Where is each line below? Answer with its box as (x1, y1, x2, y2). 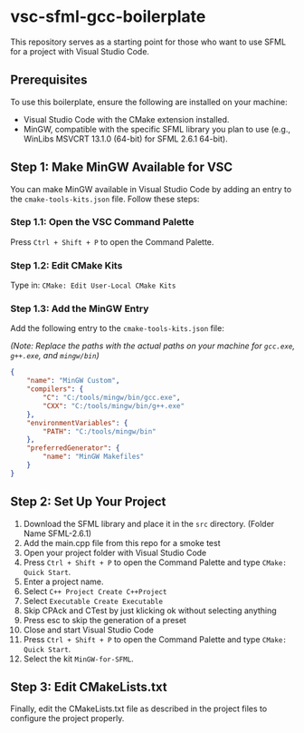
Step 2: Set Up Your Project (10, 494, 166, 510)
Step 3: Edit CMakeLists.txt (10, 679, 167, 695)
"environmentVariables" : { (26, 418, 128, 427)
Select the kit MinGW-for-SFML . (23, 653, 134, 664)
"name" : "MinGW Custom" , (26, 376, 120, 386)
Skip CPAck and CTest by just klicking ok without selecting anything (23, 605, 277, 616)
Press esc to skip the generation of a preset (23, 614, 186, 625)
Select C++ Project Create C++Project (23, 585, 167, 596)
